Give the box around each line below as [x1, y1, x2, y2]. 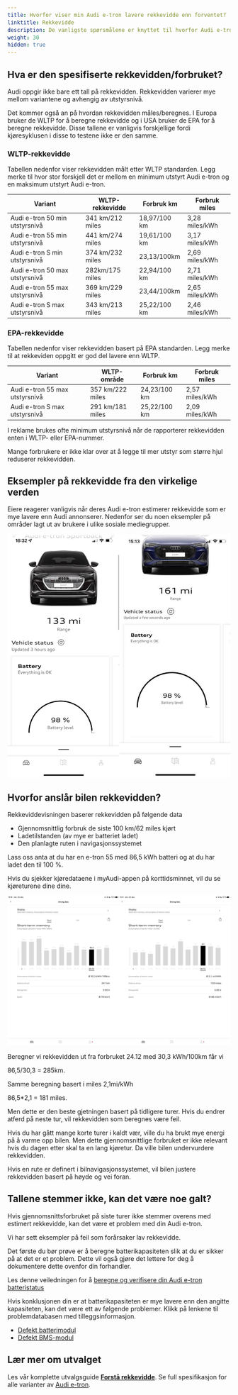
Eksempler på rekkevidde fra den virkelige [7, 475, 198, 487]
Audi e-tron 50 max [10, 266, 69, 274]
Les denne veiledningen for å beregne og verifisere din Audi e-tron [7, 1275, 203, 1284]
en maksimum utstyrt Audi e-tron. [7, 180, 106, 189]
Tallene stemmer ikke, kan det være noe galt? [7, 1193, 212, 1205]
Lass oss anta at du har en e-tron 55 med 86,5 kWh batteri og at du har [7, 853, 215, 862]
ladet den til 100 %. [7, 860, 64, 869]
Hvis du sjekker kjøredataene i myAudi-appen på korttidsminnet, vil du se [7, 874, 221, 883]
